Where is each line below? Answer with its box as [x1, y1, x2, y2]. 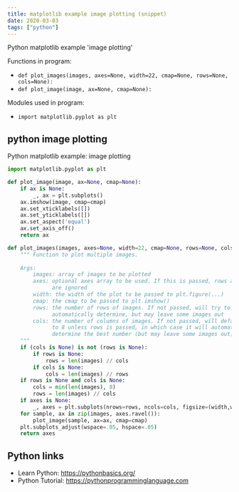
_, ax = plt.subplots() [33, 192, 103, 199]
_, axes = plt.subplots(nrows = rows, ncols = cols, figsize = [33, 404, 208, 411]
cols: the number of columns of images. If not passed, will [33, 317, 218, 324]
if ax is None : [20, 185, 65, 193]
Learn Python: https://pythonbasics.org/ [17, 468, 136, 478]
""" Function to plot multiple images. [20, 251, 139, 258]
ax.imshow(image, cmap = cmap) [20, 198, 107, 205]
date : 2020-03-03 [7, 17, 59, 24]
